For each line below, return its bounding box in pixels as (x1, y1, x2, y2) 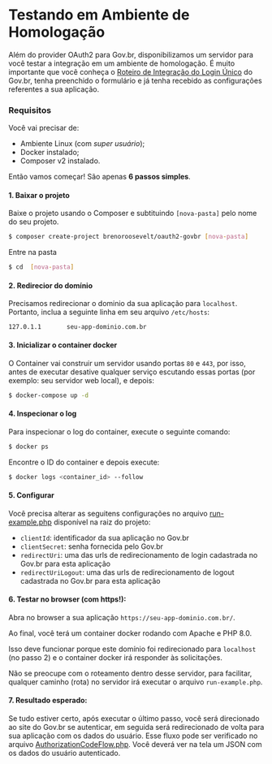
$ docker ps (8, 442, 49, 451)
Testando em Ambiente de (8, 6, 190, 24)
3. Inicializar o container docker (8, 339, 118, 350)
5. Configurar (8, 490, 54, 500)
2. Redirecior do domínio (8, 280, 93, 290)
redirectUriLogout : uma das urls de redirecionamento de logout (19, 567, 235, 577)
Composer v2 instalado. (19, 156, 101, 166)
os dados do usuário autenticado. (8, 749, 121, 758)
